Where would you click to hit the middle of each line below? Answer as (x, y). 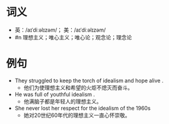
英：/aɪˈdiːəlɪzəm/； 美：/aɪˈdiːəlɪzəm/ (60, 30)
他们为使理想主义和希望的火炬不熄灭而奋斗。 (78, 88)
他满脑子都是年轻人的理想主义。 (63, 101)
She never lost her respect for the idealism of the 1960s (83, 108)
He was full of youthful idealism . (55, 94)
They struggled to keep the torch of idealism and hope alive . (89, 80)
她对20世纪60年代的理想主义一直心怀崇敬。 (77, 115)
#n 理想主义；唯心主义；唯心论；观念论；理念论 (73, 37)
